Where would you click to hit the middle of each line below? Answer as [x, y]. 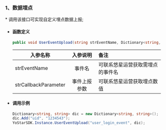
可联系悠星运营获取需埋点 [128, 65]
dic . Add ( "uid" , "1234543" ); [41, 118]
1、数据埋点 [19, 7]
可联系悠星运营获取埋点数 [128, 81]
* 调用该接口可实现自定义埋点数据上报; [44, 19]
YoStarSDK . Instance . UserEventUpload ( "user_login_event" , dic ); [79, 123]
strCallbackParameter [40, 85]
